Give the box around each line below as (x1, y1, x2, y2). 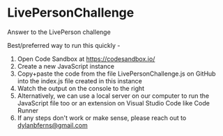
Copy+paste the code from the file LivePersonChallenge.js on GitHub (17, 69, 216, 78)
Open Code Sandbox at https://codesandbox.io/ (17, 54, 155, 63)
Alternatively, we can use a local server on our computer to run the (17, 92, 210, 100)
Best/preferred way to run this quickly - (7, 41, 121, 49)
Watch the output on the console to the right (17, 84, 145, 92)
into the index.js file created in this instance (17, 76, 143, 85)
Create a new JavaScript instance (17, 62, 115, 70)
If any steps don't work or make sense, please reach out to (17, 113, 187, 122)
